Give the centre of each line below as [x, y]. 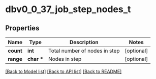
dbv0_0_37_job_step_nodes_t [68, 9]
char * [35, 59]
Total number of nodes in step [84, 51]
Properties [22, 28]
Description [84, 42]
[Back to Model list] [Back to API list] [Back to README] [64, 71]
